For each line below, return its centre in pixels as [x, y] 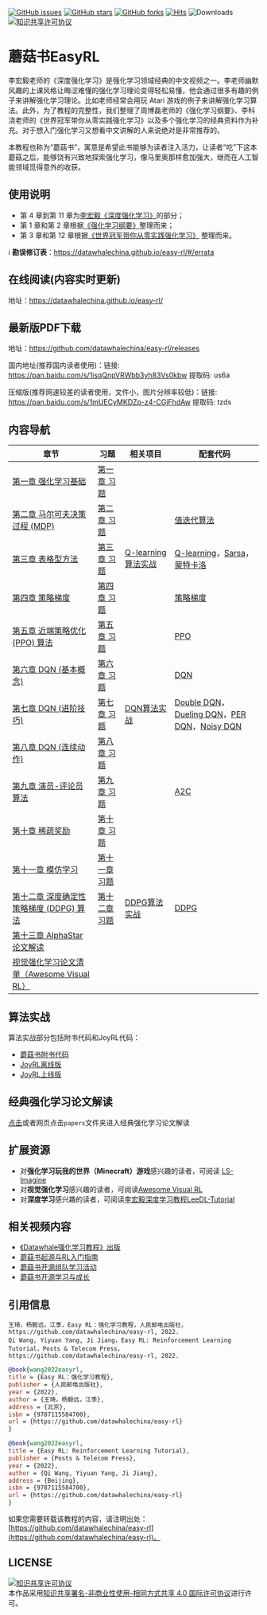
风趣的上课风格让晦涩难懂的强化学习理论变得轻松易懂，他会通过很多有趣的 [130, 90]
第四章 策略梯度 [41, 598]
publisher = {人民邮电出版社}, [56, 1385]
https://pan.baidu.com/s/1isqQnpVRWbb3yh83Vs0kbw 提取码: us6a [119, 375]
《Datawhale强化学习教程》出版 [70, 1247]
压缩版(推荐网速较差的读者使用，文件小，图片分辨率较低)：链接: [113, 392]
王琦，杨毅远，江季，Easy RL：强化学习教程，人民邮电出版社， [98, 1325]
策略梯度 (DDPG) [44, 909]
